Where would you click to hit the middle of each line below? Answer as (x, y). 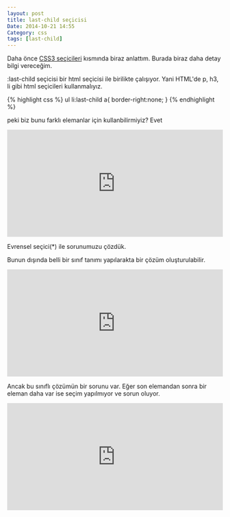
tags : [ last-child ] (35, 39)
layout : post (26, 13)
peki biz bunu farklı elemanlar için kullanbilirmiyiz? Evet (85, 120)
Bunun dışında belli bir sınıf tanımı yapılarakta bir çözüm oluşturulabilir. (106, 260)
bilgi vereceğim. (30, 66)
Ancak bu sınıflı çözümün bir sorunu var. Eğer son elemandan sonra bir (107, 386)
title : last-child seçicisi (47, 20)
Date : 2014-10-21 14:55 (41, 26)
